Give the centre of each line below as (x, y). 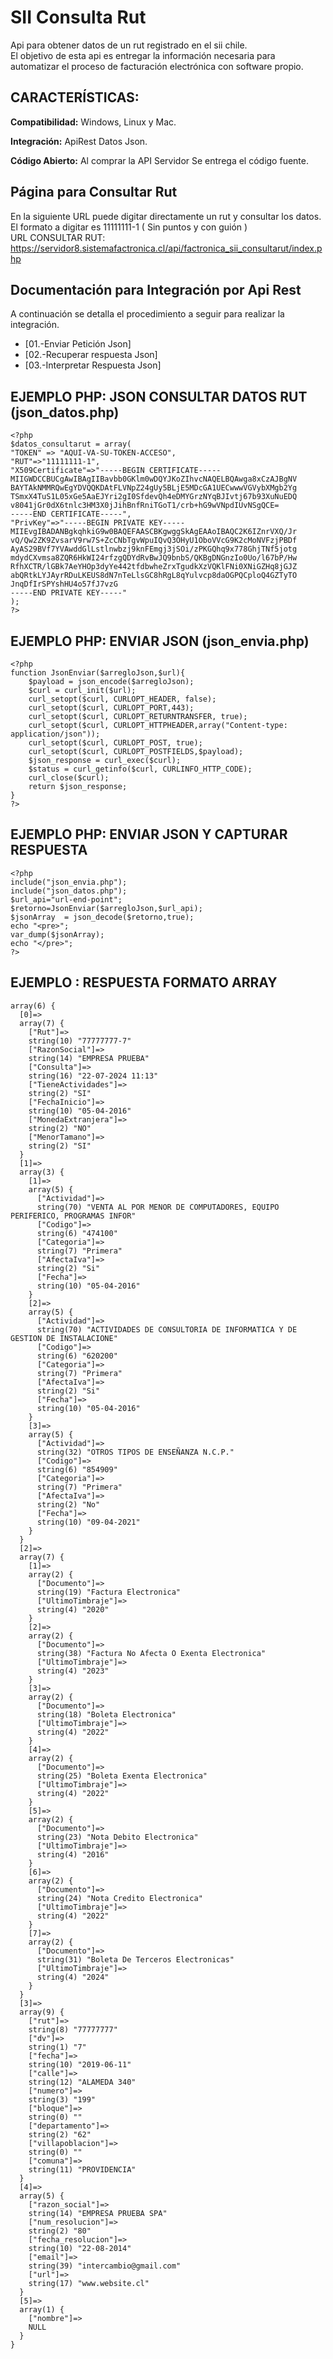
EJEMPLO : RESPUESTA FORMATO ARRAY (144, 982)
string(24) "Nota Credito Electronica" (119, 1898)
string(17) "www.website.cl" (89, 2283)
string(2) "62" (60, 2134)
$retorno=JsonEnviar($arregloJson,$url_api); (106, 908)
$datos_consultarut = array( (71, 444)
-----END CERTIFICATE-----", (71, 514)
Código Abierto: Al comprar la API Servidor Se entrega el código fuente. (159, 160)
